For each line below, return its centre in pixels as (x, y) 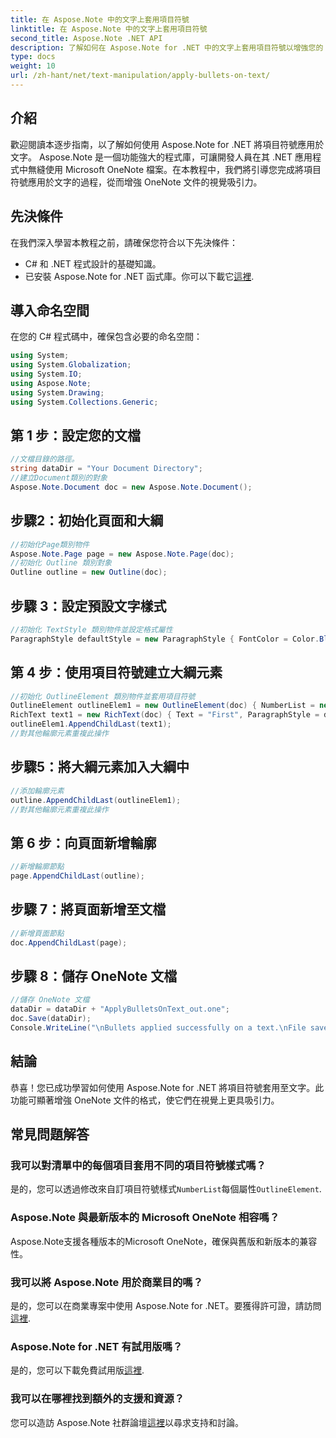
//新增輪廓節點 (37, 867)
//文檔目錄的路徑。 (45, 459)
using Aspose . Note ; (51, 383)
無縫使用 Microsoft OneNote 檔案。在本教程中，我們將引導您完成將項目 (174, 169)
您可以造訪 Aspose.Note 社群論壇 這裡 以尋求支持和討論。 (127, 1422)
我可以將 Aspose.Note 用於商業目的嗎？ (107, 1282)
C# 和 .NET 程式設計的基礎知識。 (93, 263)
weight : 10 (33, 66)
